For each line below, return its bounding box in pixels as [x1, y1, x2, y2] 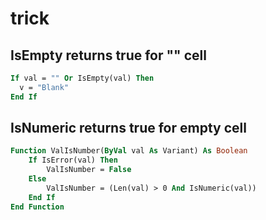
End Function [10, 202, 65, 212]
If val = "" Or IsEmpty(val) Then [10, 73, 155, 83]
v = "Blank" [19, 82, 70, 92]
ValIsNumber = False [46, 165, 132, 175]
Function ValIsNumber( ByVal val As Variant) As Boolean [10, 146, 248, 156]
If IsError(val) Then [28, 155, 118, 166]
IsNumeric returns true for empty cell [10, 120, 247, 137]
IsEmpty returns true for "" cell [10, 47, 207, 64]
